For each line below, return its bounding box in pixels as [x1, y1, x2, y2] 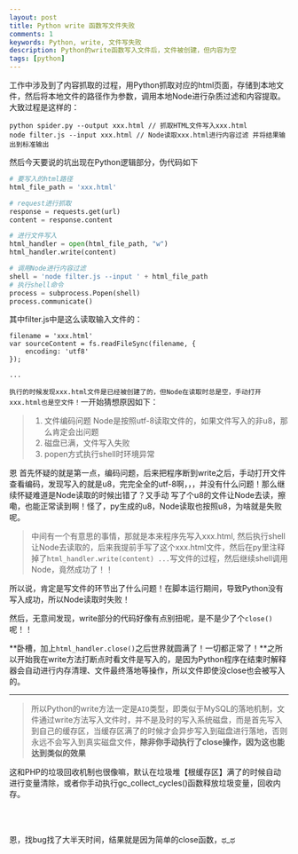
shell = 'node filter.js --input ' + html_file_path [9, 272, 208, 281]
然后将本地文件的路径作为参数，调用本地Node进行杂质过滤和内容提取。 [24, 91, 286, 101]
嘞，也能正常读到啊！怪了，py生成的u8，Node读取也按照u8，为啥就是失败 [9, 501, 282, 511]
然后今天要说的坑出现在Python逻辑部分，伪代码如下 [9, 157, 199, 167]
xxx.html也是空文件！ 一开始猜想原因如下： [9, 397, 159, 407]
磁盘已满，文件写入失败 [43, 438, 130, 448]
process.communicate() [9, 297, 93, 306]
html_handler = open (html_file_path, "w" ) [9, 240, 169, 249]
